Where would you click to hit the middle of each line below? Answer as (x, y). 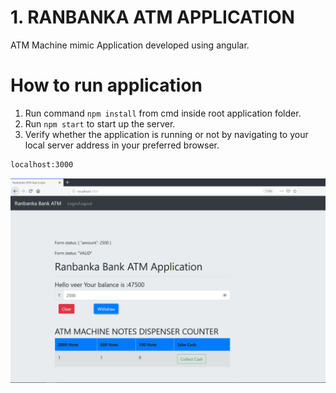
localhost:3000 (42, 164)
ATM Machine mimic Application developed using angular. (130, 45)
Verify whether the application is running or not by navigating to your (166, 134)
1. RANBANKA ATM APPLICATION (152, 17)
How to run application (106, 85)
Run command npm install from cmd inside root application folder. (163, 113)
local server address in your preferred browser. (122, 145)
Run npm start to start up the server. (100, 123)
